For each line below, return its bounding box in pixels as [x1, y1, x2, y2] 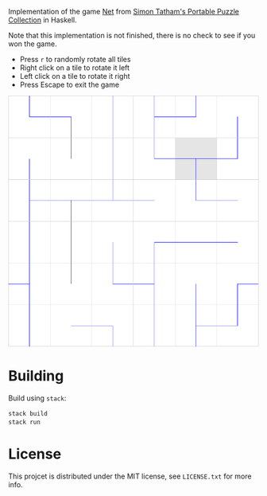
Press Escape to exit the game [19, 80, 120, 89]
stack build [8, 409, 48, 417]
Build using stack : [8, 393, 67, 403]
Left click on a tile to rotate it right [19, 72, 130, 80]
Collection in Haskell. [8, 15, 77, 25]
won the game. [8, 39, 57, 49]
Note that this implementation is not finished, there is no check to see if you [8, 31, 256, 40]
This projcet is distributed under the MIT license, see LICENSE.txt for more [8, 471, 252, 481]
